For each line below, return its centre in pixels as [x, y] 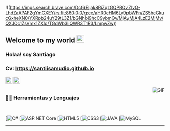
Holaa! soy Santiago [30, 55]
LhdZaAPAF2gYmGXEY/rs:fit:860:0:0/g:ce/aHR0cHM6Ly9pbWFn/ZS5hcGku [85, 13]
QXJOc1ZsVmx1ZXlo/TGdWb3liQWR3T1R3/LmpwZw [59, 23]
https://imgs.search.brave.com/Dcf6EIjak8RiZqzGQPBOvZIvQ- [75, 7]
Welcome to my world [40, 41]
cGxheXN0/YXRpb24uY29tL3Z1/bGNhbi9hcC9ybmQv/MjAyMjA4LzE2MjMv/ [84, 18]
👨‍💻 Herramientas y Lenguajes [42, 98]
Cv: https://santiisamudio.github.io [50, 69]
